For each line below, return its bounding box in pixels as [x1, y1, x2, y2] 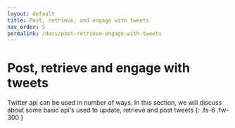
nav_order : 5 [7, 23, 46, 30]
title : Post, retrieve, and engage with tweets [7, 17, 150, 24]
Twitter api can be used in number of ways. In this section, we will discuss [7, 98, 222, 107]
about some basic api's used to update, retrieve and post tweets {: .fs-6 [7, 106, 216, 115]
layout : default [7, 10, 55, 18]
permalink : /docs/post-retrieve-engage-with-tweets [7, 30, 162, 37]
